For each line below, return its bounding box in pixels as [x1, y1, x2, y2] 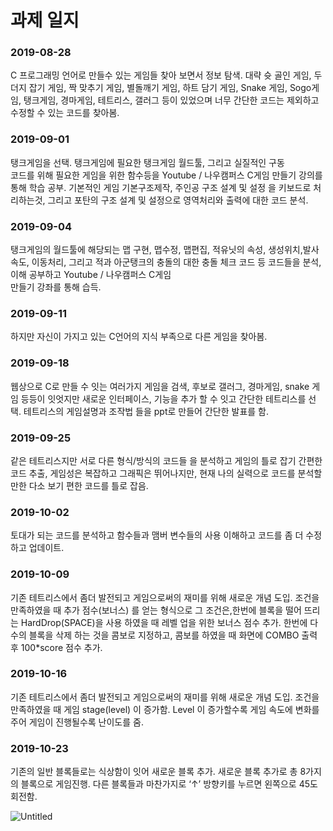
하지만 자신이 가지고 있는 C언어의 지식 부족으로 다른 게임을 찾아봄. [10, 331, 268, 343]
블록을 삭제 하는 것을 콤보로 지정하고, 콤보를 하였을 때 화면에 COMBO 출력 [28, 629, 318, 641]
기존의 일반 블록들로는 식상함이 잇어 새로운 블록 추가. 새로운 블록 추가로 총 [10, 766, 298, 778]
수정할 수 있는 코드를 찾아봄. [10, 107, 120, 119]
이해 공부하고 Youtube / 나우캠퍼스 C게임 [10, 269, 172, 281]
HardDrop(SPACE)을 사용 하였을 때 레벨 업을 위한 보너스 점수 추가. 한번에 [20, 616, 308, 628]
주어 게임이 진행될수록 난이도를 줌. [10, 716, 144, 728]
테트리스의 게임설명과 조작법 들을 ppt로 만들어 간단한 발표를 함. [23, 405, 269, 417]
